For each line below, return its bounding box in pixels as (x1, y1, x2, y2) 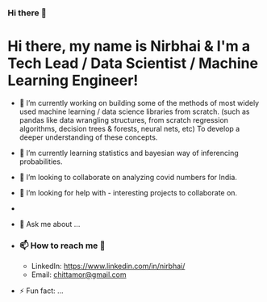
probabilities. (19, 157, 63, 166)
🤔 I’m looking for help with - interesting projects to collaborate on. (19, 187, 238, 197)
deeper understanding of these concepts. (19, 132, 158, 142)
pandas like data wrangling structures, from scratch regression (19, 115, 229, 124)
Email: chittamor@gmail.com (31, 270, 127, 279)
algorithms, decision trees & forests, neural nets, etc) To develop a (19, 124, 240, 133)
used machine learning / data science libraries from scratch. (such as (19, 107, 251, 116)
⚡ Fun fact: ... (19, 286, 64, 296)
